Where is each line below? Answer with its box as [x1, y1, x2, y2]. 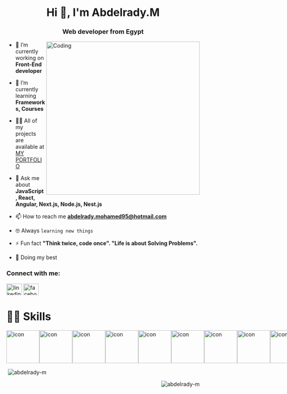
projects [15, 130, 37, 137]
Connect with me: [6, 269, 61, 278]
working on [15, 55, 44, 62]
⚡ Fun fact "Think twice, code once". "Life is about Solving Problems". [15, 240, 198, 247]
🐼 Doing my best [15, 254, 58, 261]
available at [15, 143, 45, 151]
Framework [15, 99, 45, 106]
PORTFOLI [15, 156, 42, 164]
